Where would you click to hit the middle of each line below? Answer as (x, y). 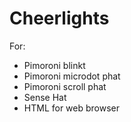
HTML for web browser (72, 108)
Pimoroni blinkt (54, 65)
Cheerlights (59, 18)
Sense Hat (45, 97)
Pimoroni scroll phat (65, 86)
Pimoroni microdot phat (72, 76)
